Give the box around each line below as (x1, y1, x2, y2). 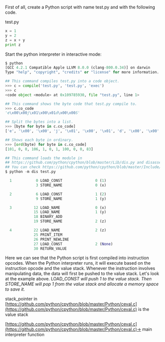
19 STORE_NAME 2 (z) (33, 219, 107, 224)
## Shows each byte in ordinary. (5, 137, 74, 142)
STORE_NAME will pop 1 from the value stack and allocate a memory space (5, 281, 159, 287)
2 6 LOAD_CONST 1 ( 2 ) (9, 192, 107, 197)
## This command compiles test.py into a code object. (5, 79, 120, 84)
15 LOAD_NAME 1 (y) (33, 209, 107, 215)
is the (138, 307, 150, 312)
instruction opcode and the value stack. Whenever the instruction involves (5, 266, 156, 272)
